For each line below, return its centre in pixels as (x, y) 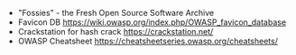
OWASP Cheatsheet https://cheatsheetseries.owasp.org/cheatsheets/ (148, 41)
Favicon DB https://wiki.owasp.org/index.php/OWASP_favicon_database (152, 22)
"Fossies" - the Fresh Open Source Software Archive (116, 13)
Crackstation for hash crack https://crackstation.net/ (116, 31)
